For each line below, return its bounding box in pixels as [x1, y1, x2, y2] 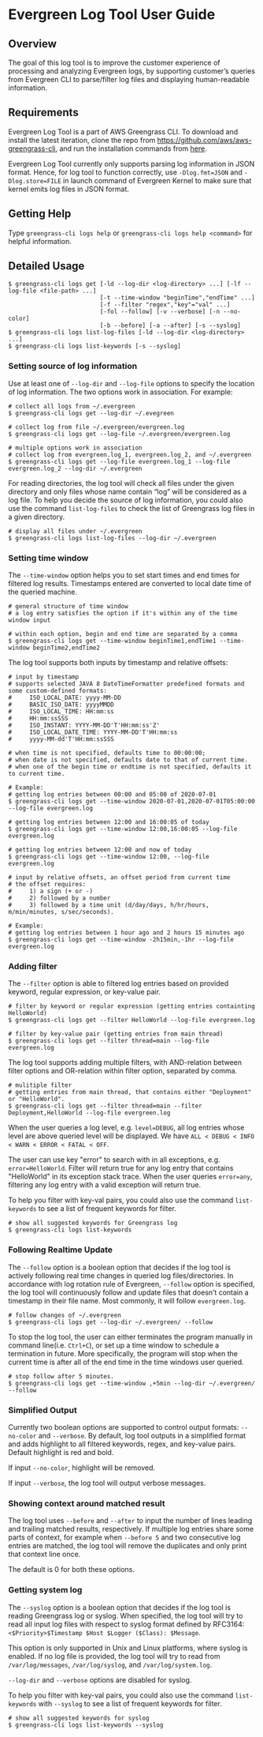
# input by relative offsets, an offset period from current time [8, 874, 231, 882]
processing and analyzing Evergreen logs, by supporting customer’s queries [8, 66, 256, 76]
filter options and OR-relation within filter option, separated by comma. [8, 1066, 238, 1076]
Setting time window [8, 552, 89, 563]
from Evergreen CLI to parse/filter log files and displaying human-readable [8, 75, 250, 84]
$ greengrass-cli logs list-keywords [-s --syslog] [8, 342, 181, 351]
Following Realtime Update [8, 1244, 113, 1255]
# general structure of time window [8, 603, 128, 611]
